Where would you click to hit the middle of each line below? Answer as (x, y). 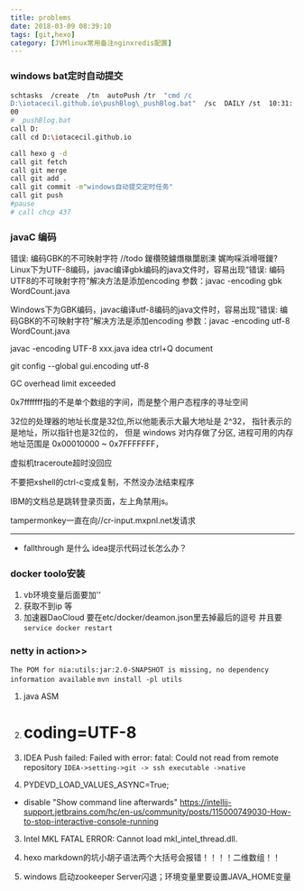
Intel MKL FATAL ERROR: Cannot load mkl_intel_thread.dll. (130, 839)
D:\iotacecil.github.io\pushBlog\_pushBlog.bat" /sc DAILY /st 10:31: (152, 104)
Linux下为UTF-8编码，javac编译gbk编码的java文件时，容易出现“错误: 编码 (147, 270)
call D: (25, 129)
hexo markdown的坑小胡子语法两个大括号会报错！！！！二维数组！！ (152, 857)
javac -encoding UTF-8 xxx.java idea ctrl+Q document (111, 349)
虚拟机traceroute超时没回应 (61, 463)
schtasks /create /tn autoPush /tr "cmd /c (101, 96)
